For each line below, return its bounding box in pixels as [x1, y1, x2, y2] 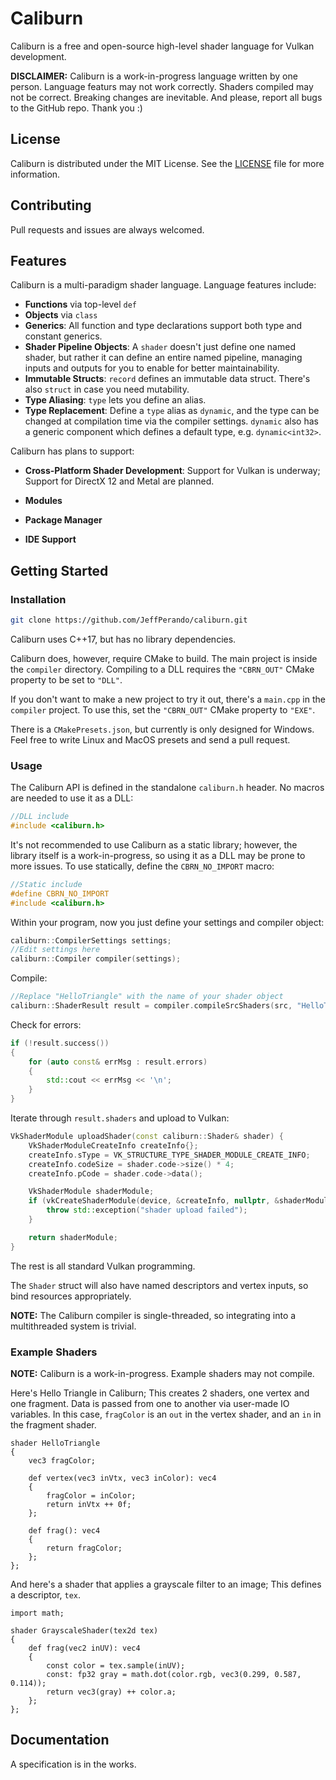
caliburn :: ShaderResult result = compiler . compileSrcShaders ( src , [10, 1001, 293, 1011]
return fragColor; [46, 1543, 123, 1554]
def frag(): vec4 [28, 1526, 101, 1536]
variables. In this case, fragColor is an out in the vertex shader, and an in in [10, 1408, 322, 1421]
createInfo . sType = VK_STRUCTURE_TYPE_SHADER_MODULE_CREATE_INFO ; [28, 1150, 311, 1160]
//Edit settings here [10, 945, 101, 955]
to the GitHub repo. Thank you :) [10, 102, 143, 114]
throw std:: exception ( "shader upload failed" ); [46, 1205, 248, 1216]
